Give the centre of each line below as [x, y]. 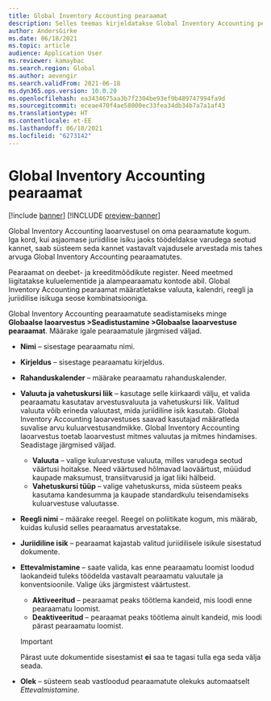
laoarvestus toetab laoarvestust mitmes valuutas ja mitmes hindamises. [138, 436]
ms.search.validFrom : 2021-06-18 [65, 83]
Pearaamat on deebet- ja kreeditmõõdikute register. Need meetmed [121, 272]
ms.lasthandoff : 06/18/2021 [56, 128]
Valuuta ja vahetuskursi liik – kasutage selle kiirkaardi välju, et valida [135, 393]
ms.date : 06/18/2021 [43, 38]
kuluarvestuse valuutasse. [75, 503]
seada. [31, 666]
